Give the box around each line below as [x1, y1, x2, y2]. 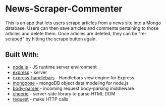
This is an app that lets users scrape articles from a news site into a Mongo [5, 20, 161, 26]
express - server [12, 69, 47, 75]
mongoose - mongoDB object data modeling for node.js [12, 80, 129, 86]
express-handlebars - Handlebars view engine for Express [12, 74, 135, 81]
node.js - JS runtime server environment [12, 64, 97, 70]
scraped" [5, 36, 25, 42]
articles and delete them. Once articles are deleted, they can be [5, 30, 138, 36]
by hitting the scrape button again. [25, 36, 97, 42]
